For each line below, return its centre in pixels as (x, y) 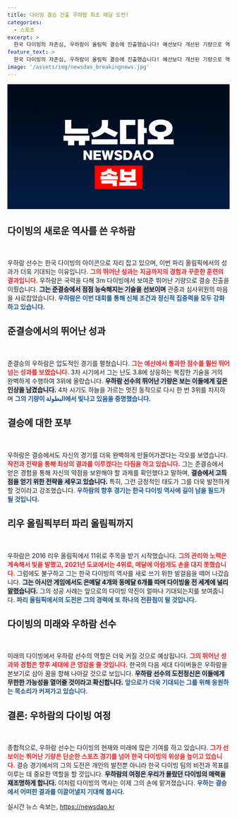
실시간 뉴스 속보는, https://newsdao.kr (61, 807)
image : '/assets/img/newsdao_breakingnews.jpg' (79, 67)
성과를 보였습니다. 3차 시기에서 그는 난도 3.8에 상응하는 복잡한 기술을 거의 (122, 372)
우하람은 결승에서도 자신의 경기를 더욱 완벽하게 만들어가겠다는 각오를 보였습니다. (117, 455)
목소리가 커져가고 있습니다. (51, 691)
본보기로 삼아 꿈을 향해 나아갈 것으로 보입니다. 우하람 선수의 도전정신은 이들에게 (116, 673)
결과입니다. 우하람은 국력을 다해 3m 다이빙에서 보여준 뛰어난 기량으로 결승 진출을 (118, 281)
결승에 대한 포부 (39, 423)
